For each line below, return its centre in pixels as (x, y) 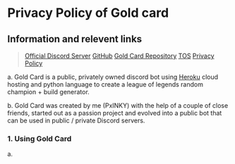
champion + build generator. (48, 92)
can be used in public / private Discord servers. (76, 120)
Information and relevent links (75, 39)
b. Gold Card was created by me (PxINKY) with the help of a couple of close (118, 106)
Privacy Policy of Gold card (88, 13)
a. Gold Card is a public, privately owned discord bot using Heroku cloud (113, 77)
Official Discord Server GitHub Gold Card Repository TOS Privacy (119, 56)
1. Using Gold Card (40, 139)
